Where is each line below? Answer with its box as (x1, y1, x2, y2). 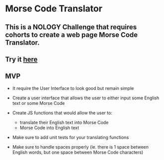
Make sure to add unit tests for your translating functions (12, 134, 129, 140)
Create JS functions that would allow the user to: (12, 110, 113, 116)
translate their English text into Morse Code (19, 119, 109, 125)
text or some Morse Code (12, 100, 65, 106)
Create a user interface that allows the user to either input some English (12, 95, 160, 101)
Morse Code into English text (19, 125, 80, 131)
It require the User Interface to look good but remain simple (12, 85, 134, 91)
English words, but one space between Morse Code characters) (12, 149, 144, 155)
